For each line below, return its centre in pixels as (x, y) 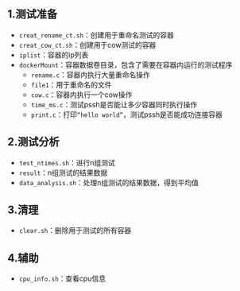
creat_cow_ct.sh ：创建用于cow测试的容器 (87, 45)
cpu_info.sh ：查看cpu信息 (62, 279)
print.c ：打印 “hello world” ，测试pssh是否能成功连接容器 (127, 114)
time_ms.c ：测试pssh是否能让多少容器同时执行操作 (114, 104)
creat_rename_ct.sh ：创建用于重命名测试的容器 (96, 35)
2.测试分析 (34, 142)
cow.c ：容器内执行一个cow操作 (81, 95)
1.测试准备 (33, 14)
